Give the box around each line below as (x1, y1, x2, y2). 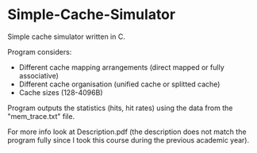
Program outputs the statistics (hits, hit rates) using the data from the (7, 103, 233, 113)
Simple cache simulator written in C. (7, 32, 126, 41)
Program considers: (7, 47, 72, 56)
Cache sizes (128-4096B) (18, 87, 104, 97)
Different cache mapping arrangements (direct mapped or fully (18, 62, 224, 72)
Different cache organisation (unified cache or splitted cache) (18, 79, 221, 89)
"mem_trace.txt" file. (7, 111, 75, 120)
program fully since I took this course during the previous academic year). (7, 135, 250, 144)
